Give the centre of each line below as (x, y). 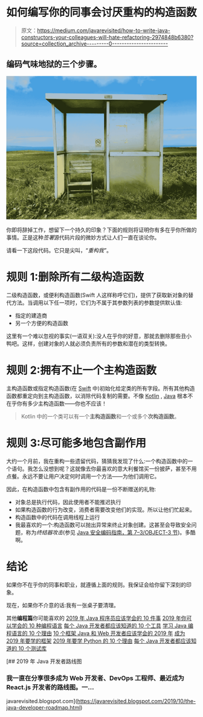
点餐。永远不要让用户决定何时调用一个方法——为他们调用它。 (83, 476)
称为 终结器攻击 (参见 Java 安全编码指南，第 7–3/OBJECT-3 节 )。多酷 (111, 532)
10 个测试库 (32, 648)
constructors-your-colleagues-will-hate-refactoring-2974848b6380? (107, 37)
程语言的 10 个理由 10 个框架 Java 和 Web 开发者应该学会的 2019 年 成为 (96, 633)
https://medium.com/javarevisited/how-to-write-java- (104, 30)
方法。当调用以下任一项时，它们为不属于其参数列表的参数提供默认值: (97, 302)
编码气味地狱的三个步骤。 (54, 64)
